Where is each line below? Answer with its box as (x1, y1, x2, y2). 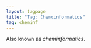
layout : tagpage (6, 8, 46, 15)
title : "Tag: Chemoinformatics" (6, 14, 85, 20)
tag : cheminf (6, 19, 38, 25)
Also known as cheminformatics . (6, 36, 86, 43)
